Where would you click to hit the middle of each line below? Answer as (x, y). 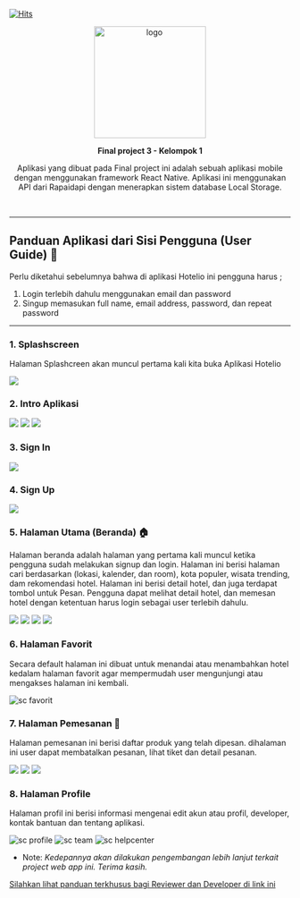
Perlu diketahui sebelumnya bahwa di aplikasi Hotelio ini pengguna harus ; (146, 276)
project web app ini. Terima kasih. (84, 867)
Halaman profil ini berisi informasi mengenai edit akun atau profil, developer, (150, 813)
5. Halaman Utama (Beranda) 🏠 (79, 532)
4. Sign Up (32, 489)
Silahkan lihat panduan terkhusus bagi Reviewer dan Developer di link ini (142, 885)
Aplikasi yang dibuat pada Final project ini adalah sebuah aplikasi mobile (150, 168)
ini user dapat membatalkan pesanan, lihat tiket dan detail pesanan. (133, 752)
